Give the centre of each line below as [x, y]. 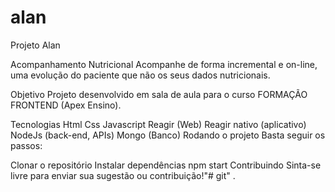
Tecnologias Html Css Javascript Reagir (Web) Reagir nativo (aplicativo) [158, 124]
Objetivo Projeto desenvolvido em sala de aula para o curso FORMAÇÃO [159, 94]
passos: [26, 145]
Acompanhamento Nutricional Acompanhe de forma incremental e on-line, [164, 64]
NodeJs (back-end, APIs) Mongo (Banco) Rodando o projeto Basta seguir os [168, 135]
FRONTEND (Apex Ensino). [66, 105]
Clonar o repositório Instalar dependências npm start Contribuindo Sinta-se [166, 165]
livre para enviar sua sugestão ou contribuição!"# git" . [123, 175]
